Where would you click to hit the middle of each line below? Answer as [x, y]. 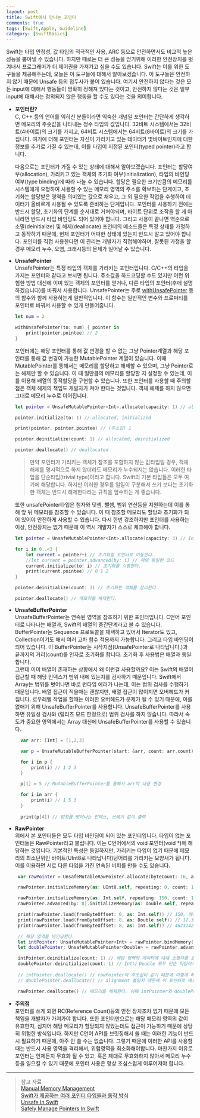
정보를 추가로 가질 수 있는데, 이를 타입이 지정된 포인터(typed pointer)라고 [100, 146]
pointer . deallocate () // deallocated [62, 450]
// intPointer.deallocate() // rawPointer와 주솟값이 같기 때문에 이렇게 [103, 975]
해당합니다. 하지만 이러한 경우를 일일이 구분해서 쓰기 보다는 [109, 484]
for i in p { [37, 762]
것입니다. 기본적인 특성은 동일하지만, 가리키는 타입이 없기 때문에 [104, 850]
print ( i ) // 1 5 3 [54, 800]
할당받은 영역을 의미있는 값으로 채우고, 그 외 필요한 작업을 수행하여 [108, 197]
